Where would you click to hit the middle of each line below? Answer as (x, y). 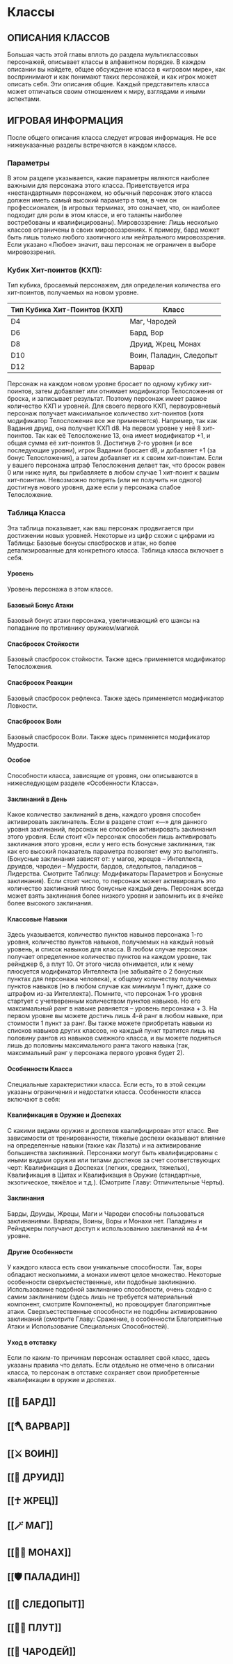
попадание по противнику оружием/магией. (74, 628)
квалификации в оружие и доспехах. (62, 1380)
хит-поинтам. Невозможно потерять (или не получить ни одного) (105, 480)
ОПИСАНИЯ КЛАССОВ (58, 38)
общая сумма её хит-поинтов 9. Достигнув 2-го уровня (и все (100, 443)
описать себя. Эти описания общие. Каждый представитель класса (109, 84)
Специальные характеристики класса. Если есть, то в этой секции (107, 1084)
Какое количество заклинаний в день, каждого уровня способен (104, 814)
